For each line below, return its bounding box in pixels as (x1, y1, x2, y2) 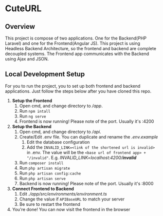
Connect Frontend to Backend (12, 186, 74, 192)
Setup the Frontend (12, 98, 53, 103)
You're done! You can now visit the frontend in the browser (12, 206, 130, 212)
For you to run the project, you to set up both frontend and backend (5, 83, 141, 89)
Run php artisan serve (19, 175, 66, 181)
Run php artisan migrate (19, 165, 71, 171)
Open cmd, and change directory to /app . (19, 103, 103, 109)
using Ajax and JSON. (5, 56, 49, 61)
